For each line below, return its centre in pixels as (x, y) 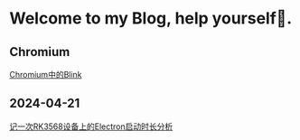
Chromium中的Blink (46, 75)
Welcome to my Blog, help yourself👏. (151, 19)
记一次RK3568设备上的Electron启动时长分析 (91, 126)
